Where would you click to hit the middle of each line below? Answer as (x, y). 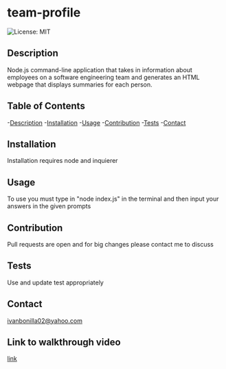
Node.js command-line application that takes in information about (100, 69)
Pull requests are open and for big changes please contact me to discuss (111, 244)
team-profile (44, 13)
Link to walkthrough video (64, 343)
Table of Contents (46, 106)
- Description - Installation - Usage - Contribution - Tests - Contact (97, 122)
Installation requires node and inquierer (63, 161)
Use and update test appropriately (56, 282)
